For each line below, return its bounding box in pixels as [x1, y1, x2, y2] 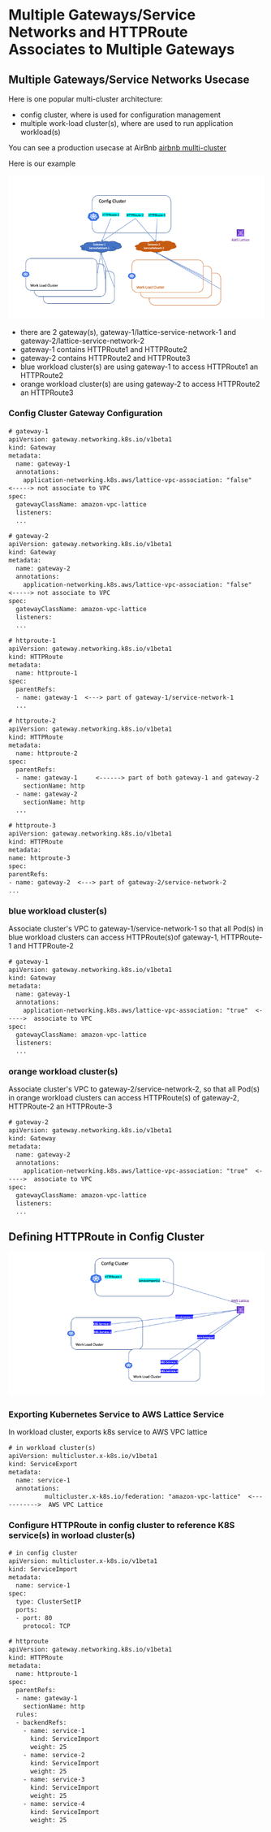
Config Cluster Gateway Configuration [8, 408, 164, 419]
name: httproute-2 [15, 749, 79, 758]
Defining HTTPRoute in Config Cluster [8, 1230, 205, 1244]
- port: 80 [15, 1614, 53, 1622]
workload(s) [19, 128, 61, 137]
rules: [15, 1711, 38, 1719]
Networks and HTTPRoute [8, 23, 188, 41]
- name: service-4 [23, 1800, 85, 1808]
